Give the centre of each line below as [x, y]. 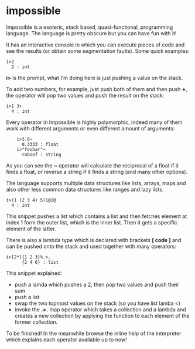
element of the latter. [31, 229]
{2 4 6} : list [40, 262]
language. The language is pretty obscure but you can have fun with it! [91, 33]
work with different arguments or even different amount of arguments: [90, 128]
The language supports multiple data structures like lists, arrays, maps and [96, 183]
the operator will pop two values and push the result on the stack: [85, 95]
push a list [27, 297]
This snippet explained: [34, 273]
